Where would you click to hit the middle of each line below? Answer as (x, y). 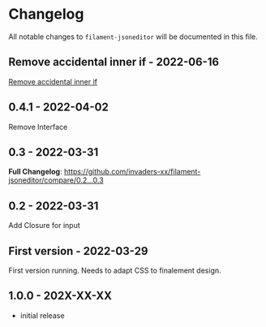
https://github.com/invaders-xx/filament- (132, 172)
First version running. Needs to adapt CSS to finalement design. (115, 270)
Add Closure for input (45, 226)
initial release (42, 315)
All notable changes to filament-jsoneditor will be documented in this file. (133, 37)
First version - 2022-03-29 (78, 251)
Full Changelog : (35, 172)
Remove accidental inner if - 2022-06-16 (114, 62)
